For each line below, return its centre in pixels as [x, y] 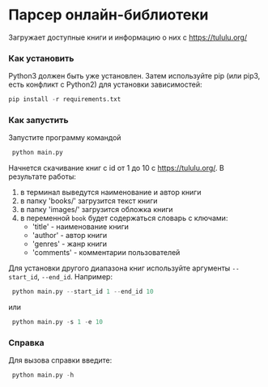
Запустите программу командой [65, 138]
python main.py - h [43, 375]
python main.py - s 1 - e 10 [57, 322]
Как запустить [38, 121]
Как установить [41, 58]
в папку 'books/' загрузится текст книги [89, 201]
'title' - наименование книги [81, 227]
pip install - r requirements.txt [65, 100]
